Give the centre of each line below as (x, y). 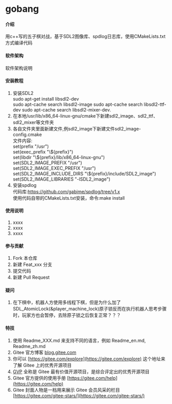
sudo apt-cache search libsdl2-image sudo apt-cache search (78, 104)
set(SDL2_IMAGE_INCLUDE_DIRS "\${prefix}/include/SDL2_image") (84, 174)
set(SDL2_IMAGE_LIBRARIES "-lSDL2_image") (61, 179)
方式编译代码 (19, 43)
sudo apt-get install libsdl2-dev (46, 99)
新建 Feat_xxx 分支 (32, 264)
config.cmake (27, 134)
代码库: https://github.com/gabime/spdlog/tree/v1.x (66, 191)
